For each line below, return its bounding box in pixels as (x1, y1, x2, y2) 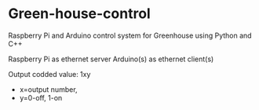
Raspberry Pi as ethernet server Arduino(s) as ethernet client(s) (8, 54, 214, 64)
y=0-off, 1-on (19, 93, 63, 102)
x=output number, (19, 84, 78, 94)
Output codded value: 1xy (8, 69, 91, 79)
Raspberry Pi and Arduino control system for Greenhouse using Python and (8, 31, 253, 40)
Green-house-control (8, 5, 151, 23)
